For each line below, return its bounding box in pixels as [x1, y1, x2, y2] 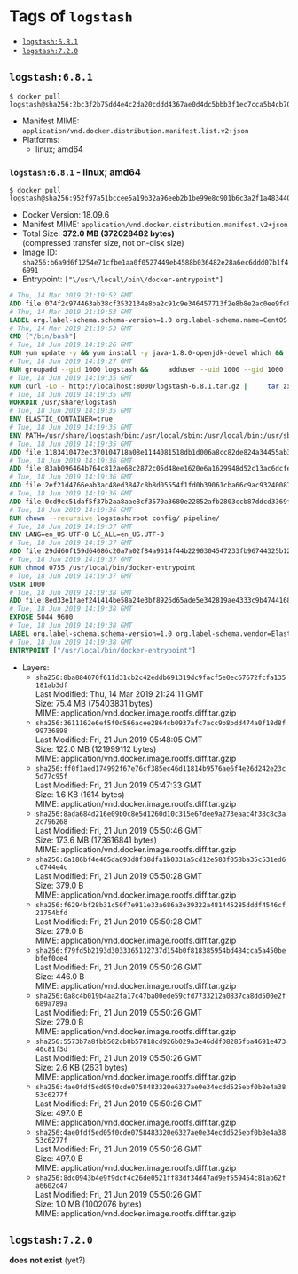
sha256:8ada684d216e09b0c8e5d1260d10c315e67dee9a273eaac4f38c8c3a [35, 810, 286, 819]
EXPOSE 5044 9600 [9, 613, 74, 622]
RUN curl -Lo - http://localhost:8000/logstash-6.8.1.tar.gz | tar [9, 382, 279, 391]
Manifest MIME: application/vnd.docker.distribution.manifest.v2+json [21, 219, 288, 230]
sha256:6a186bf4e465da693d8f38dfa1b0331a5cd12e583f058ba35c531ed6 [35, 855, 286, 864]
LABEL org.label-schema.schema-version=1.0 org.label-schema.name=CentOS [9, 315, 288, 325]
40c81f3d [35, 1045, 68, 1054]
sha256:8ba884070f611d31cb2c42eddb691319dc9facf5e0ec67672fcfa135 [35, 673, 286, 682]
